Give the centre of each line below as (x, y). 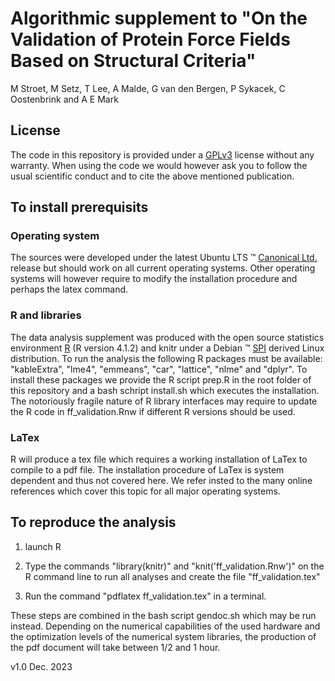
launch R (43, 546)
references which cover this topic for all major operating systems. (145, 491)
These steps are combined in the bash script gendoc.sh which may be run (163, 615)
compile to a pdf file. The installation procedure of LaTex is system (147, 470)
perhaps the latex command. (69, 289)
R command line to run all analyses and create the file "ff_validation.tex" (172, 576)
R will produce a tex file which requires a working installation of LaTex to (159, 459)
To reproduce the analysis (93, 522)
